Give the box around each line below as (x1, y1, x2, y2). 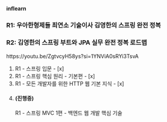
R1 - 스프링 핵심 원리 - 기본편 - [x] (14, 72, 95, 79)
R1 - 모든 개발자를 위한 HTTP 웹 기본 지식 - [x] (14, 80, 124, 87)
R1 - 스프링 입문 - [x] (14, 65, 64, 72)
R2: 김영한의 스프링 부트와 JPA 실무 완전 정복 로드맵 (6, 38, 147, 47)
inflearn (6, 5, 26, 12)
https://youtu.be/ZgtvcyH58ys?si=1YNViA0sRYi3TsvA (6, 52, 139, 59)
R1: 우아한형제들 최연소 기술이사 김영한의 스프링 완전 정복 (6, 21, 161, 29)
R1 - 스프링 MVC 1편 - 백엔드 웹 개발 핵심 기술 (14, 109, 123, 117)
